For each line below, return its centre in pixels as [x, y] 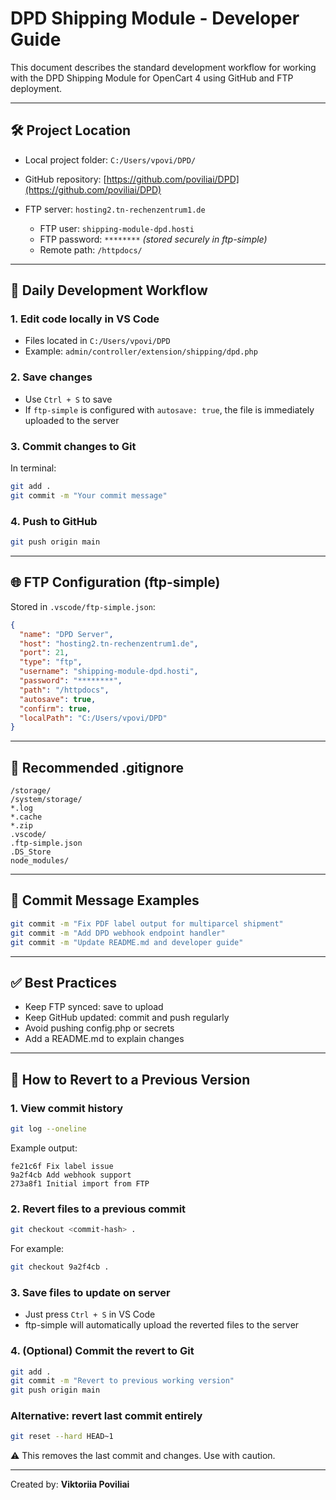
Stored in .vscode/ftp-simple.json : [83, 606]
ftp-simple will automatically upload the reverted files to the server [162, 1325]
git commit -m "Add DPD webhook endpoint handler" [118, 933]
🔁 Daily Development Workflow [109, 290]
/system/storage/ [46, 800]
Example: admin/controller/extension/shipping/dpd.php [141, 351]
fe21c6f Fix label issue [62, 1166]
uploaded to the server [72, 420]
